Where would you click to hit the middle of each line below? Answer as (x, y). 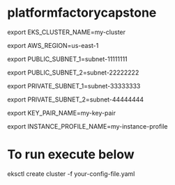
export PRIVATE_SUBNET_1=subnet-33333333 (74, 86)
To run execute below (71, 155)
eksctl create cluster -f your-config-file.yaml (71, 174)
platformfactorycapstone (82, 13)
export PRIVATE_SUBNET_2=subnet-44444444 (76, 99)
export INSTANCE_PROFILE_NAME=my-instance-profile (88, 126)
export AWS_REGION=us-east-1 (53, 45)
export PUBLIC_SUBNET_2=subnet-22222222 (73, 72)
